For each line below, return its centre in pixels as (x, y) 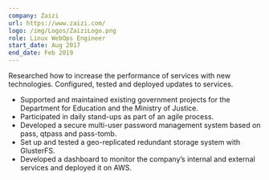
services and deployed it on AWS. (76, 168)
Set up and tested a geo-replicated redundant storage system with (130, 142)
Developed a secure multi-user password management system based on (140, 125)
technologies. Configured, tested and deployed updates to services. (121, 84)
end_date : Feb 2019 (41, 53)
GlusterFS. (37, 150)
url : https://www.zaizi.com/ (57, 23)
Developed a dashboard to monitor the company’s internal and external (137, 159)
